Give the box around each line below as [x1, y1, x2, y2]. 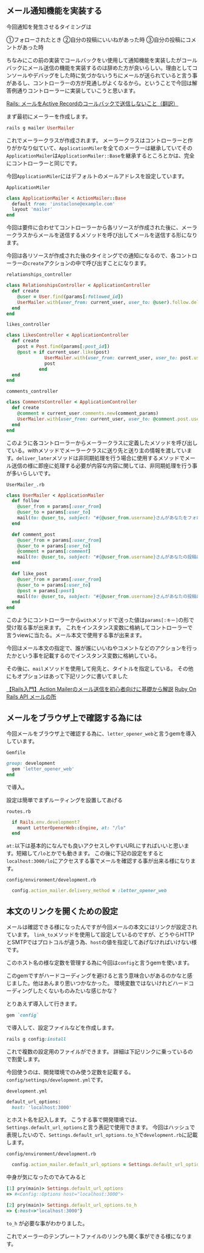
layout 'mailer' [12, 206, 53, 213]
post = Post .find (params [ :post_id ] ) [17, 343, 110, 350]
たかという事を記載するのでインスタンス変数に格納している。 [6, 652, 161, 660]
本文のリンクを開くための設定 [6, 906, 118, 916]
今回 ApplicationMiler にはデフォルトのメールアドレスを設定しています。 [6, 172, 188, 179]
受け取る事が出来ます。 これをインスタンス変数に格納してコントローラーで [6, 624, 193, 631]
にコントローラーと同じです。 [6, 159, 81, 167]
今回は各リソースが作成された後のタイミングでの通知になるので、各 [6, 252, 176, 260]
